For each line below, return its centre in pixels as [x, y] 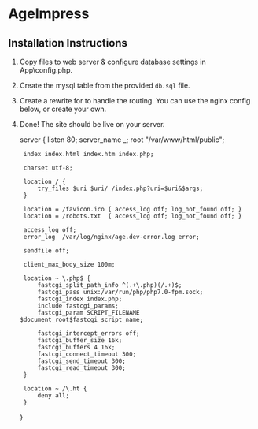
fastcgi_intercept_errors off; [88, 334]
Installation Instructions [68, 43]
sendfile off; [46, 251]
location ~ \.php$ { [57, 278]
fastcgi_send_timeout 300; [81, 361]
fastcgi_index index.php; [80, 299]
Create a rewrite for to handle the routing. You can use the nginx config [135, 101]
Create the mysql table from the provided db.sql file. [105, 85]
